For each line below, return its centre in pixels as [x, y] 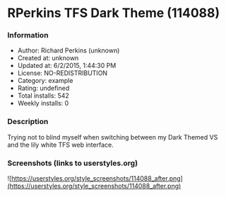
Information [28, 35]
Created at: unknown [48, 58]
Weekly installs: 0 [43, 103]
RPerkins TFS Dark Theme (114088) [114, 13]
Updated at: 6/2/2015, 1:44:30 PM [67, 66]
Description [28, 122]
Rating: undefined [43, 88]
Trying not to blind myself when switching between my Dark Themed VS [113, 137]
